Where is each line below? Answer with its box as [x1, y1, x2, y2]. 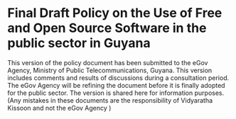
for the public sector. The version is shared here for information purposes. [7, 89, 225, 97]
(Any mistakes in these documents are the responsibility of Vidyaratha [7, 96, 213, 104]
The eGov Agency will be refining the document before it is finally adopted [7, 81, 225, 89]
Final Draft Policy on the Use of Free [7, 5, 222, 21]
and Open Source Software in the [7, 20, 207, 36]
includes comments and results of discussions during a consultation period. [7, 73, 230, 82]
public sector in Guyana [7, 35, 151, 51]
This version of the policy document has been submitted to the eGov [7, 58, 208, 67]
